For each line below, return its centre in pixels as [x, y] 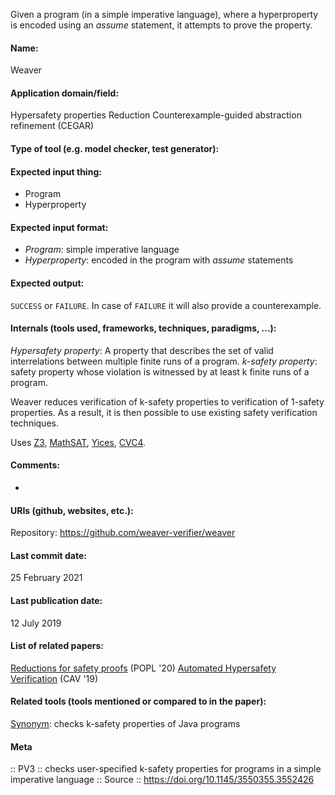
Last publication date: [56, 601]
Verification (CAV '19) [54, 678]
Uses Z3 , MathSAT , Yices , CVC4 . [78, 442]
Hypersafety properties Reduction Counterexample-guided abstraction [156, 115]
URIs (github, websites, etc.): [72, 510]
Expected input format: [59, 227]
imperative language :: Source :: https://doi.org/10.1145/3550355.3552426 [162, 780]
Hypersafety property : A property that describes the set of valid [142, 350]
